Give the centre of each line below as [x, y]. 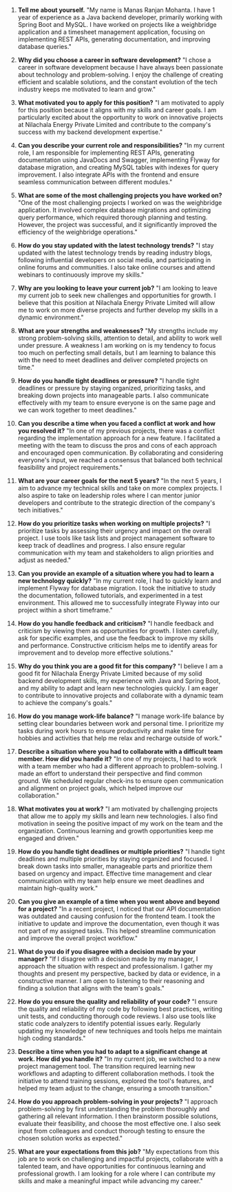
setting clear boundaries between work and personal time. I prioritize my [121, 723]
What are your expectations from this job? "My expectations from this [118, 1152]
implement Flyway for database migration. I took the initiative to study [117, 588]
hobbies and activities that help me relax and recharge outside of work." [120, 738]
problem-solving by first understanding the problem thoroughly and [114, 1109]
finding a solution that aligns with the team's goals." [91, 988]
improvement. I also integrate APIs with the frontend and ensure [108, 175]
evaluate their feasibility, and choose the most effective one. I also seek [119, 1123]
